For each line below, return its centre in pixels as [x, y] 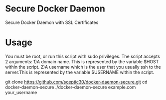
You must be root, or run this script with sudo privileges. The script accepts [83, 56]
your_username [21, 92]
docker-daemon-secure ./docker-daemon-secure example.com [71, 87]
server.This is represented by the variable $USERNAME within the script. [80, 72]
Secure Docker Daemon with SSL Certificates [52, 22]
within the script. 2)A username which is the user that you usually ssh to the [83, 67]
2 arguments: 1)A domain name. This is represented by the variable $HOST [82, 61]
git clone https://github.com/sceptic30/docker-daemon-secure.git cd [76, 82]
